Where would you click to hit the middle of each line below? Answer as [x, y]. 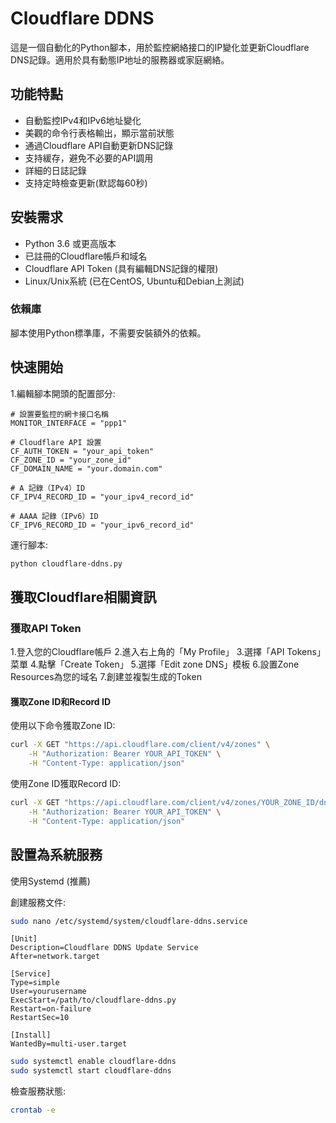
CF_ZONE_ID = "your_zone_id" [71, 460]
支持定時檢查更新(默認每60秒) [86, 183]
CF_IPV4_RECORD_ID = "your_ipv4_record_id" [102, 497]
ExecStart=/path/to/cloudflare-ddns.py [93, 1000]
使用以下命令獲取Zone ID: [63, 726]
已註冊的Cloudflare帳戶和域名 [86, 256]
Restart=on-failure [51, 1009]
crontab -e [33, 1110]
